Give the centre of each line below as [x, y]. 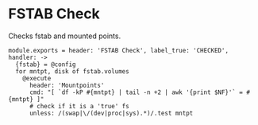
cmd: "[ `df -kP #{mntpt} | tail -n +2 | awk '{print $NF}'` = [136, 92]
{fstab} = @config [46, 64]
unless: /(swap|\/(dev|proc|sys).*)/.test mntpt [111, 113]
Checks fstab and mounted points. [65, 36]
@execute [37, 78]
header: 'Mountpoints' [67, 85]
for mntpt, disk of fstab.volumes [72, 71]
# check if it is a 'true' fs [79, 106]
